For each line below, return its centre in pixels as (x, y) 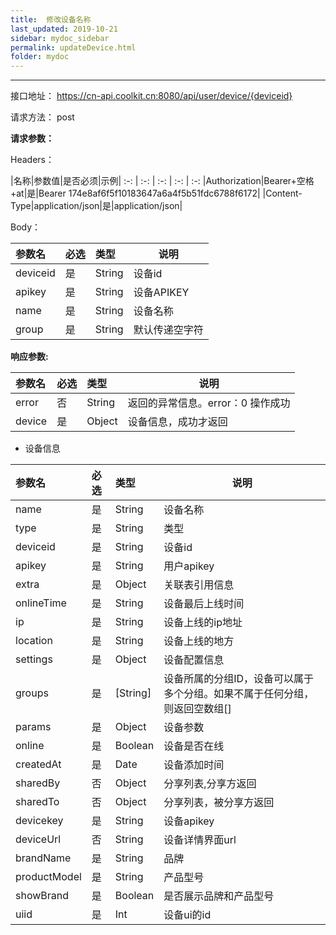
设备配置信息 (194, 660)
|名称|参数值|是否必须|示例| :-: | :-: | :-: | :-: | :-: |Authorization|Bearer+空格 (162, 181)
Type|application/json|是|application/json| (96, 206)
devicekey (39, 821)
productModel (48, 877)
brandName (43, 858)
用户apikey (189, 566)
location (34, 641)
